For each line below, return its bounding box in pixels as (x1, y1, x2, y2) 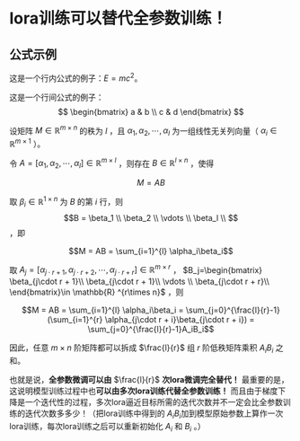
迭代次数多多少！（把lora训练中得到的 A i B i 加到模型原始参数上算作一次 (24, 408, 284, 420)
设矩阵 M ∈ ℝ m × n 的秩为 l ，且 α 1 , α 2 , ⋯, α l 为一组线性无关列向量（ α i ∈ (9, 123, 278, 138)
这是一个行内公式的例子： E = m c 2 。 (9, 71, 143, 84)
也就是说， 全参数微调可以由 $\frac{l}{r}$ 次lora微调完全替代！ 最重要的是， (9, 374, 289, 384)
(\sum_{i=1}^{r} (47, 314, 103, 325)
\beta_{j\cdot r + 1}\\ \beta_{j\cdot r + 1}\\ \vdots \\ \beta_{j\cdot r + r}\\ (9, 276, 269, 287)
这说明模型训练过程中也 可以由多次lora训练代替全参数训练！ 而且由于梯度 (9, 385, 278, 396)
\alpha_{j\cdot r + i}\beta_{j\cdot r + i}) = (104, 314, 255, 325)
